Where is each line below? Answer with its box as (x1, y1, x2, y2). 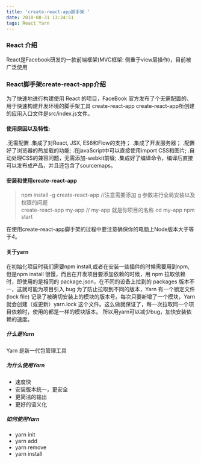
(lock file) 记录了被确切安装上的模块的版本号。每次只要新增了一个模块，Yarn (6, 293, 196, 300)
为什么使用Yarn (6, 362, 45, 369)
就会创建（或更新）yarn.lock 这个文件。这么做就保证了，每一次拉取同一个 (6, 300, 189, 307)
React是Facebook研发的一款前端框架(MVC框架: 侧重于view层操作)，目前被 (6, 55, 191, 63)
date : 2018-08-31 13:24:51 (6, 14, 74, 20)
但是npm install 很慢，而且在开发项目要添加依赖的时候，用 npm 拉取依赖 (6, 270, 186, 277)
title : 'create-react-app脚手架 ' (6, 8, 90, 15)
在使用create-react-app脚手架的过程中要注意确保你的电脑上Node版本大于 (6, 225, 189, 233)
